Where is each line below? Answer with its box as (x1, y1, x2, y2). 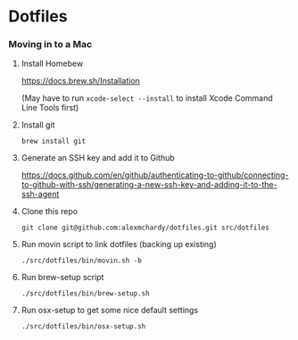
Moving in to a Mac (8, 38, 93, 51)
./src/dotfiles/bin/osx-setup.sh (21, 322, 146, 331)
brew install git (21, 137, 87, 146)
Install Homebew (21, 58, 84, 69)
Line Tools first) (21, 103, 79, 113)
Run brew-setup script (21, 272, 104, 283)
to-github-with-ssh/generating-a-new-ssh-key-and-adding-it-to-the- (21, 179, 277, 190)
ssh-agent (21, 189, 60, 200)
